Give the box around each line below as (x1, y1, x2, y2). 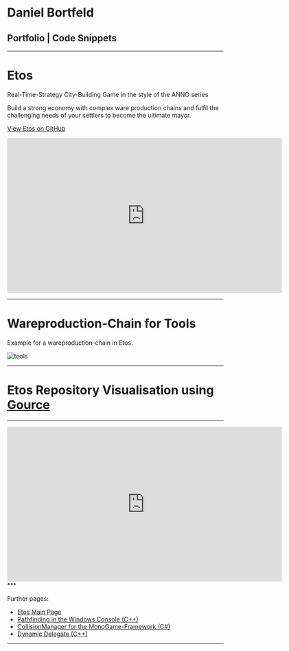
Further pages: (7, 594, 49, 603)
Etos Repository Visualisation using (7, 383, 214, 398)
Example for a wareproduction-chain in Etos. (7, 339, 133, 347)
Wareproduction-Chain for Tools (7, 316, 196, 332)
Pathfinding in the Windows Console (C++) (16, 615, 139, 623)
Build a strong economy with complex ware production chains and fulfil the (7, 103, 219, 111)
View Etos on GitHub (7, 124, 66, 132)
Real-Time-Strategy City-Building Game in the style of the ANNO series (7, 90, 209, 98)
